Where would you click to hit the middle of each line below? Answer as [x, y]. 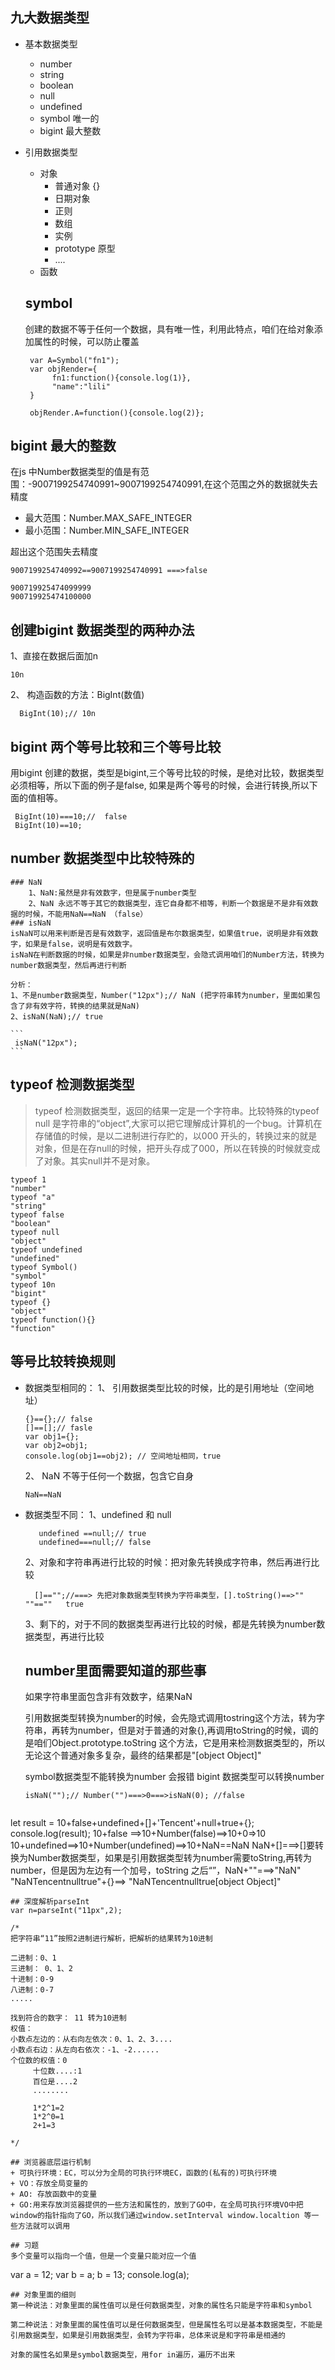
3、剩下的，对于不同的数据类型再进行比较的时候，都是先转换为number [170, 1624]
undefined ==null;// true [92, 1533]
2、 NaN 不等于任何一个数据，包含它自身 [109, 1475]
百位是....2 [55, 2082]
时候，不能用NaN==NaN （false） [86, 914]
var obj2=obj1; [56, 1445]
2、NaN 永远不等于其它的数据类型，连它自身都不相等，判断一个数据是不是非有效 [170, 903]
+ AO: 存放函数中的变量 [54, 2194]
